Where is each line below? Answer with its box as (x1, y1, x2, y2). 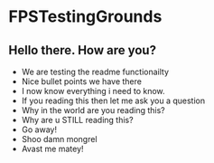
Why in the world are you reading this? (21, 105, 165, 115)
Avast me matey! (21, 143, 84, 154)
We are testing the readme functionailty (21, 66, 169, 77)
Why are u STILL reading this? (21, 115, 134, 125)
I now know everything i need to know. (21, 86, 165, 96)
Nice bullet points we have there (21, 76, 142, 87)
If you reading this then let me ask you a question (21, 95, 205, 106)
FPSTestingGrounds (8, 6, 163, 27)
